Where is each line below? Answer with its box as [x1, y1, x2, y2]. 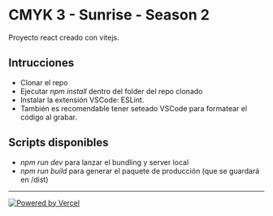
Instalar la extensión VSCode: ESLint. [19, 95, 145, 105]
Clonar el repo [19, 77, 68, 87]
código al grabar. [19, 112, 77, 122]
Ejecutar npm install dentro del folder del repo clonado [19, 86, 203, 96]
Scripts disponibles [8, 136, 109, 149]
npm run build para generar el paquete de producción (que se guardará [19, 166, 260, 175]
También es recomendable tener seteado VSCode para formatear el [19, 103, 248, 113]
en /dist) [19, 175, 49, 184]
